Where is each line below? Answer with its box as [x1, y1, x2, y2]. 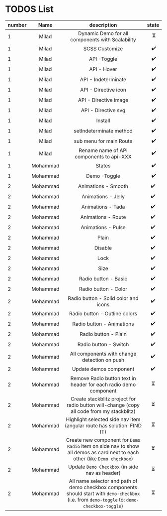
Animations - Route [80, 214, 126, 221]
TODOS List [5, 3, 54, 15]
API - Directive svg [81, 107, 126, 114]
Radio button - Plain [79, 331, 127, 338]
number [7, 21, 27, 28]
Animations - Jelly [82, 193, 125, 200]
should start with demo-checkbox [66, 490, 140, 497]
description [89, 21, 117, 28]
